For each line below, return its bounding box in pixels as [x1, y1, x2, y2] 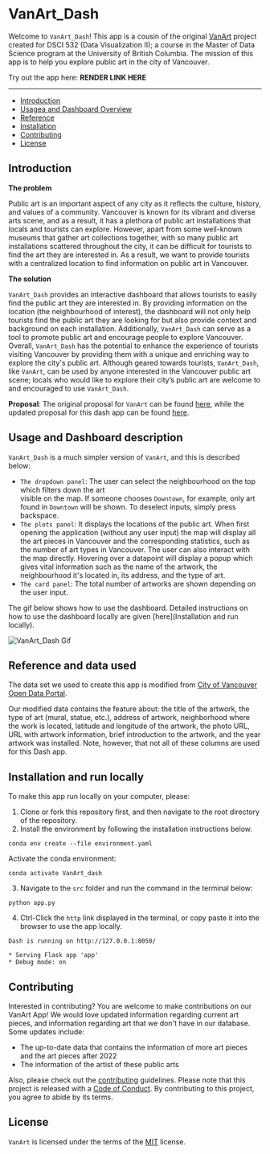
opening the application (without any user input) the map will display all [19, 527, 256, 537]
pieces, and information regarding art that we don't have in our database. [8, 1018, 251, 1028]
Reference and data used [8, 658, 137, 672]
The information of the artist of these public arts [19, 1060, 179, 1069]
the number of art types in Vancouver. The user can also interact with [19, 544, 251, 554]
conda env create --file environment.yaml [8, 840, 153, 848]
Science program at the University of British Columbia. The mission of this [8, 48, 254, 58]
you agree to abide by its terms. [8, 1092, 114, 1102]
